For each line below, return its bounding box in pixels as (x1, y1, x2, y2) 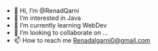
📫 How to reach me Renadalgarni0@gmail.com (13, 37, 151, 44)
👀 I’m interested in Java (13, 14, 81, 22)
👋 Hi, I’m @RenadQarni (13, 7, 79, 14)
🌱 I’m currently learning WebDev (13, 21, 107, 29)
